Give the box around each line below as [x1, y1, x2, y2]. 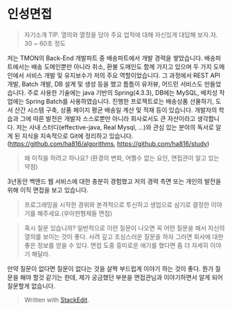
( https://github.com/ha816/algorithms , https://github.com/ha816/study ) [7, 139, 210, 147]
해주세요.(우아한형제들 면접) [37, 209, 113, 217]
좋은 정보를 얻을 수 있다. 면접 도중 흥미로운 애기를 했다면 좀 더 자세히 [24, 241, 209, 249]
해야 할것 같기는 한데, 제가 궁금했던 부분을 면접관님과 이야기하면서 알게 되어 [19, 273, 224, 281]
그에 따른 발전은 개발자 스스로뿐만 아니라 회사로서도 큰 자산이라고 [19, 114, 196, 122]
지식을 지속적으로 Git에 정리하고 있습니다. [21, 131, 134, 140]
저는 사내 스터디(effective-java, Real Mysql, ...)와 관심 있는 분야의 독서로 [16, 122, 215, 131]
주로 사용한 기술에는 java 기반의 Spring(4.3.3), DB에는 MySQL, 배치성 [27, 88, 218, 97]
